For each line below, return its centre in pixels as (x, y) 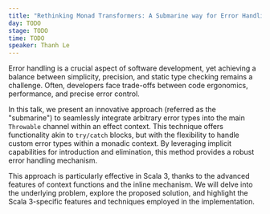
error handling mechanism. (53, 160)
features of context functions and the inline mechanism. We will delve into (131, 184)
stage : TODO (28, 30)
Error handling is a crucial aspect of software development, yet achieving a (132, 68)
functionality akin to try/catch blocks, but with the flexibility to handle (124, 135)
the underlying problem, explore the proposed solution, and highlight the (129, 193)
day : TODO (25, 23)
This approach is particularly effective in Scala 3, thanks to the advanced (129, 176)
